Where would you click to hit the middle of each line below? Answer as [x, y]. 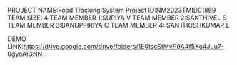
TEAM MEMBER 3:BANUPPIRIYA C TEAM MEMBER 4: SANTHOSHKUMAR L [118, 25]
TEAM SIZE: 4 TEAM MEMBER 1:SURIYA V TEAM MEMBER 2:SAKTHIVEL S [117, 18]
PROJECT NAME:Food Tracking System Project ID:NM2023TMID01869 [112, 10]
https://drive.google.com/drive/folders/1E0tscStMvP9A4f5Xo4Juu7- [124, 46]
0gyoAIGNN [25, 54]
